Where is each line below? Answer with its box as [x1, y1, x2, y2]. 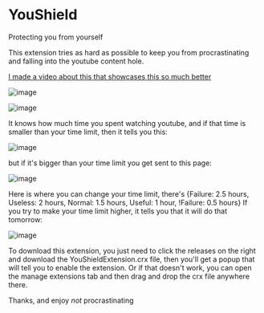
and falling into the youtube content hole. [8, 56, 144, 66]
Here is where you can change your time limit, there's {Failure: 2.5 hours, [8, 189, 250, 198]
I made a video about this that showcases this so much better [8, 71, 212, 81]
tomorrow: [8, 214, 43, 224]
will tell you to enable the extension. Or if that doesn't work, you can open [8, 262, 252, 272]
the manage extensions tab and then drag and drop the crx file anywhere [8, 271, 250, 281]
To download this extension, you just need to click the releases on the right [8, 246, 257, 255]
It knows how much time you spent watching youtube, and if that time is [8, 118, 246, 128]
